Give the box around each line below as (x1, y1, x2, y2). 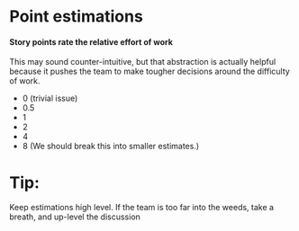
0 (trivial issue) (22, 93, 78, 104)
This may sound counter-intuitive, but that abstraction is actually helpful (9, 57, 276, 67)
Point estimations (9, 6, 144, 27)
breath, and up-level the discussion (9, 211, 141, 222)
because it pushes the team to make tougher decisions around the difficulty (9, 66, 290, 77)
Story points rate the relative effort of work (9, 36, 174, 47)
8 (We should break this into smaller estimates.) (22, 141, 200, 152)
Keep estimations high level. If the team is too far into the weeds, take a (9, 202, 275, 213)
